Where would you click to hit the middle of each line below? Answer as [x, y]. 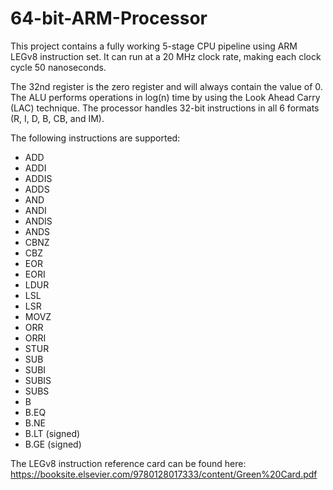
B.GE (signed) [53, 444]
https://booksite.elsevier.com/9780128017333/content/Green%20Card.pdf [164, 474]
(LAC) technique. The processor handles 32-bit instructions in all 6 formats [165, 108]
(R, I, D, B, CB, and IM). [57, 118]
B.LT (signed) [52, 433]
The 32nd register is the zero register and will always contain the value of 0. [166, 86]
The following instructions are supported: [95, 138]
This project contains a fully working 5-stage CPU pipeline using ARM [154, 46]
